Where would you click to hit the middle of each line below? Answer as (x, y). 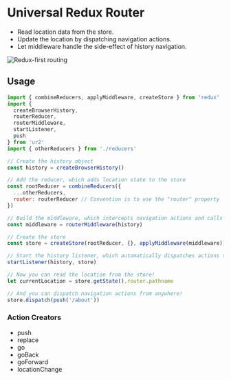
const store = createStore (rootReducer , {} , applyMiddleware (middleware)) (117, 243)
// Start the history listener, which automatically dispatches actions (113, 256)
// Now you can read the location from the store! (81, 274)
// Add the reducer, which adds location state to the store (97, 180)
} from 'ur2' (26, 142)
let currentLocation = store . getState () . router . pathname (90, 281)
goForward (33, 362)
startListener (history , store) (52, 262)
